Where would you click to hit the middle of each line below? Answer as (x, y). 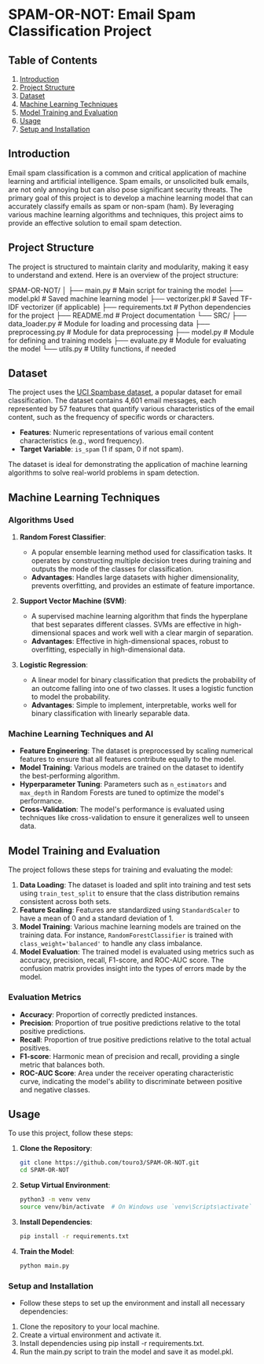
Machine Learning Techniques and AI (81, 734)
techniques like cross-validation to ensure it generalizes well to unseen (134, 818)
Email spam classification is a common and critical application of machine (127, 173)
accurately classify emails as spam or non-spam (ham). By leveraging (121, 206)
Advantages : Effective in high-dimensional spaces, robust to (130, 642)
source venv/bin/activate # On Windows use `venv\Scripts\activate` (136, 1207)
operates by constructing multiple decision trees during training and (141, 561)
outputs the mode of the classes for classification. (112, 569)
